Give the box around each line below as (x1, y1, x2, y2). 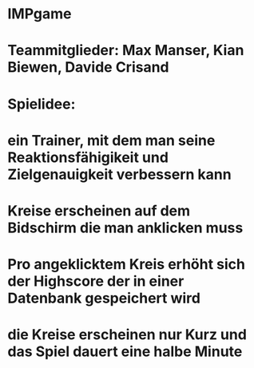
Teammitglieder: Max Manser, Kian (7, 42, 244, 60)
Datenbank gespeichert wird (7, 289, 201, 307)
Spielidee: (7, 95, 76, 113)
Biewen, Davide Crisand (7, 58, 169, 77)
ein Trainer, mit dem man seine (7, 131, 216, 149)
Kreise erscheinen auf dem (7, 201, 191, 220)
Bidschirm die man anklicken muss (7, 219, 244, 236)
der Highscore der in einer (7, 272, 185, 291)
